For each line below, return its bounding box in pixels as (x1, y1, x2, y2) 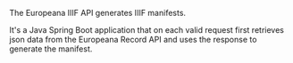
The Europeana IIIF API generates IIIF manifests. (9, 8, 186, 18)
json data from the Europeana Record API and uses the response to (9, 35, 257, 44)
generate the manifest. (9, 43, 93, 54)
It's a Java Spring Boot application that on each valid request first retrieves (9, 25, 284, 35)
